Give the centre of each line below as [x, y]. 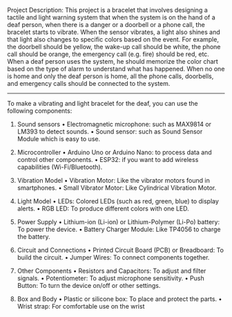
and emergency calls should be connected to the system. [89, 83]
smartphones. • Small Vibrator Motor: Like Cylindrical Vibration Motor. [117, 188]
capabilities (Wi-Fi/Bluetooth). [60, 167]
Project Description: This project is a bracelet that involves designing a [108, 10]
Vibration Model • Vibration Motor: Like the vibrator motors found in [114, 180]
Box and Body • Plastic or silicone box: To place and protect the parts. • [119, 299]
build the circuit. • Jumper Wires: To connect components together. [113, 257]
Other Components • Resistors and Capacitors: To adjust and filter [112, 271]
